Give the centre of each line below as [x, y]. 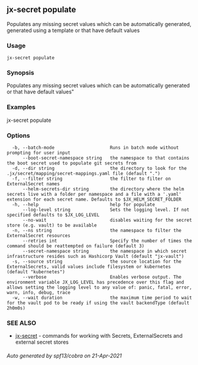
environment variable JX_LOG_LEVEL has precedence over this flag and [95, 282]
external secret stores [42, 342]
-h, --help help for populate [84, 205]
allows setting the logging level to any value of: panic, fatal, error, [100, 288]
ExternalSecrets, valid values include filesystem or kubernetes [89, 267]
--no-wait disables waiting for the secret [107, 220]
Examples [21, 107]
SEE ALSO [22, 323]
